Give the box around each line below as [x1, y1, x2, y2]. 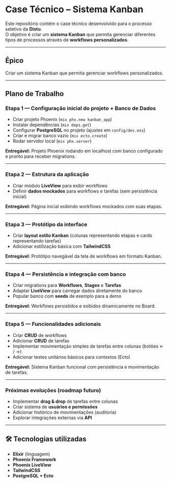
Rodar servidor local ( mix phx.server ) [12, 138, 92, 144]
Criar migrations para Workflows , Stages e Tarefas [12, 282, 121, 288]
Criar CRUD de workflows [12, 332, 67, 338]
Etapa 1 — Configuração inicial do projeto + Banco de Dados [5, 105, 156, 112]
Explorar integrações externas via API [12, 415, 93, 421]
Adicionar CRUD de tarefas [12, 337, 70, 344]
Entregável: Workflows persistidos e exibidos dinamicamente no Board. [5, 303, 156, 309]
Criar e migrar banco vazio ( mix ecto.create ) [12, 133, 108, 139]
